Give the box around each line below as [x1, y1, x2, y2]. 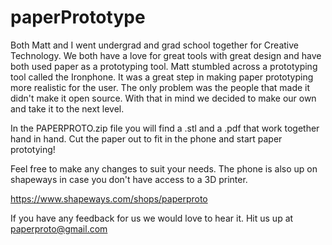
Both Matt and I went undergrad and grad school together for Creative [10, 39, 299, 51]
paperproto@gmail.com [10, 222, 108, 235]
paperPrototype [10, 6, 146, 29]
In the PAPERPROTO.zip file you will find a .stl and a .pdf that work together [10, 122, 320, 134]
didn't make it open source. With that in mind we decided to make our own [10, 92, 317, 104]
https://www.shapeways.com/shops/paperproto [10, 192, 208, 205]
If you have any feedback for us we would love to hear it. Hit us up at [10, 212, 294, 224]
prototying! [10, 143, 56, 155]
